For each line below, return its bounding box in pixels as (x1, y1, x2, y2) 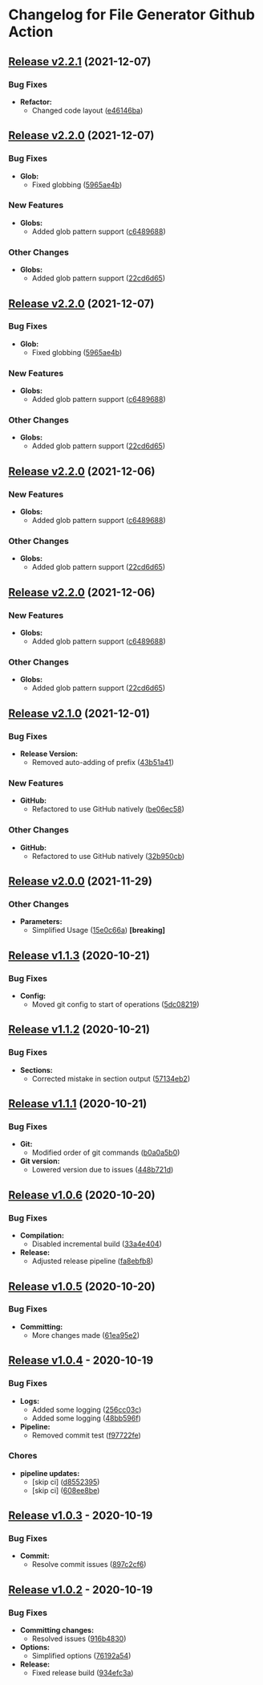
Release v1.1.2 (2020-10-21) (8, 1023, 151, 1037)
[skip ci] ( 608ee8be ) (31, 1485, 100, 1495)
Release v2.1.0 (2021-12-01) (8, 706, 151, 720)
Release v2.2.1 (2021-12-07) (8, 55, 152, 68)
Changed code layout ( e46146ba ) (31, 105, 144, 115)
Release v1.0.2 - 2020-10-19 (8, 1583, 153, 1597)
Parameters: (19, 917, 63, 926)
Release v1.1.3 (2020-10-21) (8, 948, 151, 962)
